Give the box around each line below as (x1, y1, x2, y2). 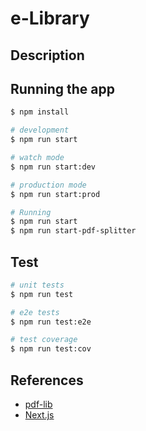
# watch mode (10, 153, 65, 163)
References (10, 372, 84, 389)
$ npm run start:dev (10, 162, 97, 172)
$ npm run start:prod (10, 189, 101, 199)
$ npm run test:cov (10, 344, 92, 354)
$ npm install (10, 107, 70, 117)
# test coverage (10, 335, 78, 345)
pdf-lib (24, 398, 53, 411)
